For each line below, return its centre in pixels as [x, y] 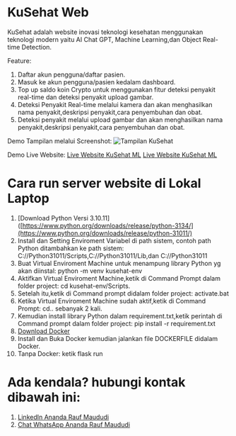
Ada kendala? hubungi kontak [96, 382]
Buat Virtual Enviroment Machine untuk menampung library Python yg [119, 263]
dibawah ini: [44, 397]
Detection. [36, 47]
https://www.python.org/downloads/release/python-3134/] [108, 225]
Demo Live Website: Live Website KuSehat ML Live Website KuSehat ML [112, 155]
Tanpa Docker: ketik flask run [60, 353]
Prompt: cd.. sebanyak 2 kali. [60, 308]
